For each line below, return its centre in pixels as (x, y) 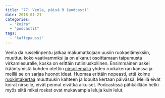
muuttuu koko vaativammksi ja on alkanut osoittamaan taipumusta (74, 58)
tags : (11, 33)
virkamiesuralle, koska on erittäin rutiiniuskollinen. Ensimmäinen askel (77, 63)
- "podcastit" (24, 29)
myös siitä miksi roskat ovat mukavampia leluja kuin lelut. (64, 90)
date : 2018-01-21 (23, 15)
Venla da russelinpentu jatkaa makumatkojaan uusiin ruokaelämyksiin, (78, 52)
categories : (18, 19)
